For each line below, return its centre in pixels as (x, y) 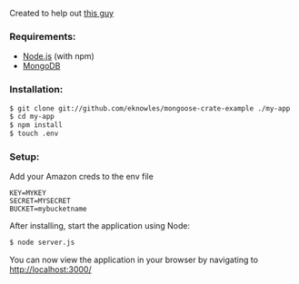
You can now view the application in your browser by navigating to (134, 260)
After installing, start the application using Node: (100, 226)
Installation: (36, 90)
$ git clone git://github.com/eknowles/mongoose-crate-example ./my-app (150, 108)
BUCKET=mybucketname (49, 209)
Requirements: (43, 36)
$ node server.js (42, 243)
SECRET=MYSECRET (40, 201)
